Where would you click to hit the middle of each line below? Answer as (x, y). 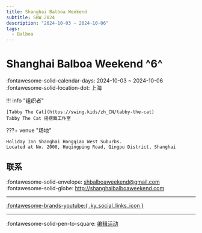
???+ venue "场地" (29, 131)
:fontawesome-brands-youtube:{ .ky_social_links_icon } (75, 205)
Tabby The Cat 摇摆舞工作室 (38, 119)
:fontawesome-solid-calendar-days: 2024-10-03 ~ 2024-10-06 (85, 81)
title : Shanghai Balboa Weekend (47, 12)
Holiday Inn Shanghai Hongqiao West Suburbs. (64, 142)
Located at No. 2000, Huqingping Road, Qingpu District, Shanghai (91, 147)
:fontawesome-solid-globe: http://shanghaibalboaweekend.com (85, 188)
